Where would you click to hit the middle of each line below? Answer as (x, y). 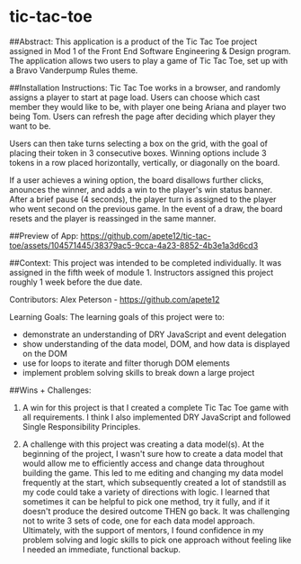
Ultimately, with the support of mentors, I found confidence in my (143, 530)
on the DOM (44, 353)
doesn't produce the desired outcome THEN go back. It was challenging (156, 511)
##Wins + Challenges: (50, 390)
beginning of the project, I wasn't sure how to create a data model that (153, 453)
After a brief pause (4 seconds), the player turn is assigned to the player (143, 199)
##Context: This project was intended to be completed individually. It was (146, 262)
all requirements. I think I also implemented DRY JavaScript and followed (156, 417)
